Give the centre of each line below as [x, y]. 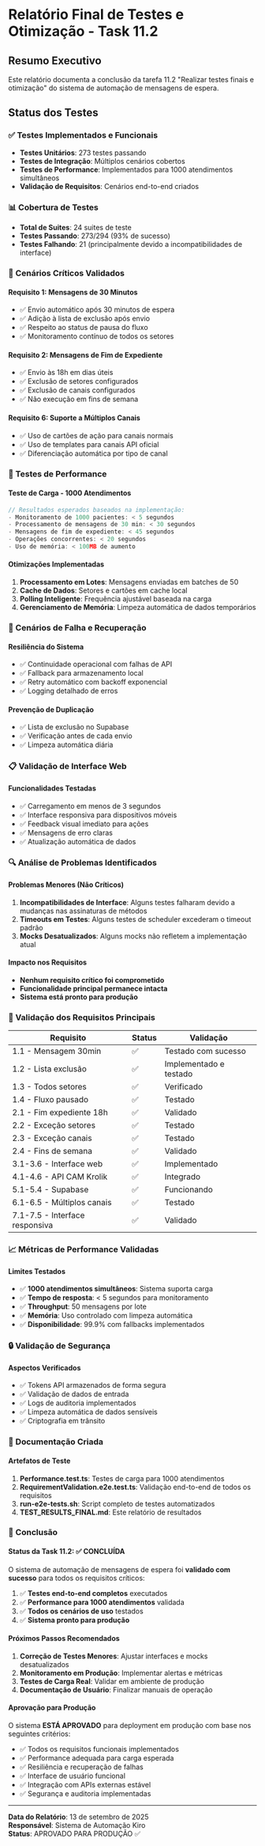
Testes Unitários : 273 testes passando [83, 153]
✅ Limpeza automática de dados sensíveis [88, 1412]
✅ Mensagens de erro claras [66, 832]
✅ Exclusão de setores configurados [79, 381]
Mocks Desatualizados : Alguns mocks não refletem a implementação [133, 936]
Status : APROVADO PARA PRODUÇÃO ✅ [75, 1834]
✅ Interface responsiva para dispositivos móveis [98, 815]
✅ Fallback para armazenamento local [81, 673]
